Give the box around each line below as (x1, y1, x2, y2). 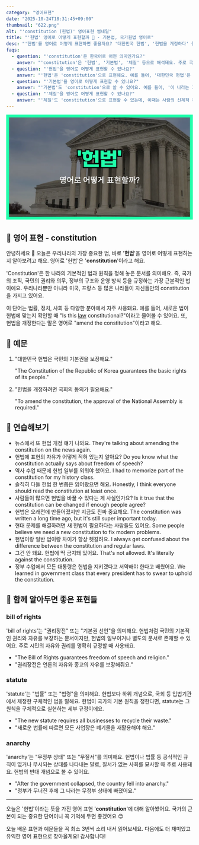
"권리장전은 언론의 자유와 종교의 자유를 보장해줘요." (14, 660, 133, 668)
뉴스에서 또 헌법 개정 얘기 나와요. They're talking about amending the (14, 439, 179, 446)
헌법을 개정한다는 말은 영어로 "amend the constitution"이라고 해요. (6, 319, 162, 326)
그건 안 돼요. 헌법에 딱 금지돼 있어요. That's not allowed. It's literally (14, 549, 175, 556)
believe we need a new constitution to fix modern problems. (14, 528, 161, 535)
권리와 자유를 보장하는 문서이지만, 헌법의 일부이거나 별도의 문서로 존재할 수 (12, 634, 185, 641)
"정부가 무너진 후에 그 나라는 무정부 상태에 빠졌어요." (14, 787, 136, 795)
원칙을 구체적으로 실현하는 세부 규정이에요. (6, 705, 105, 712)
